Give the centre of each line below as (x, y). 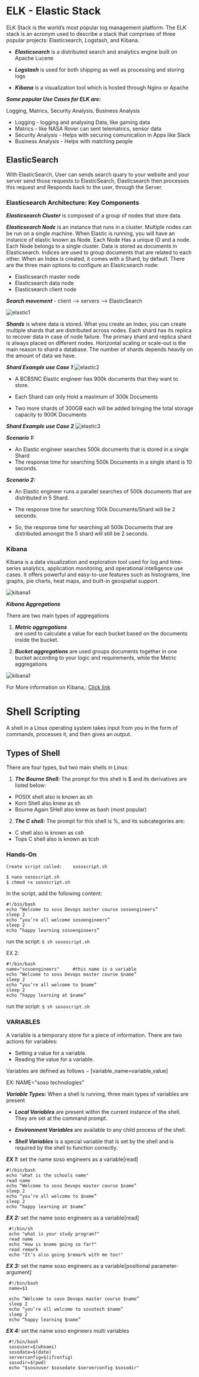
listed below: (30, 785)
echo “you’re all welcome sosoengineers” (58, 920)
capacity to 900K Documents (51, 415)
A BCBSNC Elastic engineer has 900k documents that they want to (96, 379)
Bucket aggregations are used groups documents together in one (96, 652)
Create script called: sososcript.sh (57, 867)
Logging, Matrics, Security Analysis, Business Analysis (73, 110)
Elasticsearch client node (45, 289)
